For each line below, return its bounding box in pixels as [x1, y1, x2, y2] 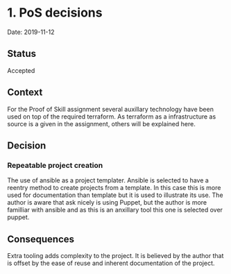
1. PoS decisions [7, 5, 103, 21]
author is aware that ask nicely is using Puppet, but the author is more [7, 198, 207, 207]
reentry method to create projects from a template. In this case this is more [7, 184, 221, 192]
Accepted [7, 66, 35, 74]
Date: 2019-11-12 [7, 28, 55, 36]
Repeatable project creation [7, 160, 103, 170]
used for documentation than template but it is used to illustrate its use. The [7, 191, 223, 199]
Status [7, 48, 37, 60]
